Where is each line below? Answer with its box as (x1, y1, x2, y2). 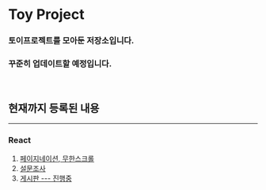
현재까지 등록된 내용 (8, 101, 100, 115)
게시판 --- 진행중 (19, 173, 73, 183)
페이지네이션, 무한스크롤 (19, 154, 95, 163)
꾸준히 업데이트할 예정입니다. (8, 58, 112, 69)
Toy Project (8, 6, 85, 24)
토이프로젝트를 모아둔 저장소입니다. (8, 35, 135, 47)
